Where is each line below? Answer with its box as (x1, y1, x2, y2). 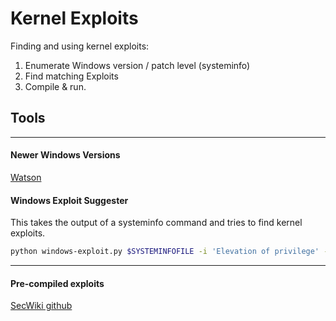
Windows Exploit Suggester (10, 194, 129, 206)
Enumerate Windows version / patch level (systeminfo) (24, 59, 251, 71)
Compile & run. (24, 80, 87, 92)
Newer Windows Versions (10, 149, 121, 161)
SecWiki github (10, 300, 73, 312)
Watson (10, 171, 42, 183)
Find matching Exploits (24, 70, 119, 82)
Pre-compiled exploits (10, 277, 105, 289)
